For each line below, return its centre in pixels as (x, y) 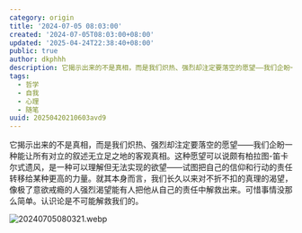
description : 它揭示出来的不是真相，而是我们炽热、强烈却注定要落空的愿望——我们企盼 (150, 68)
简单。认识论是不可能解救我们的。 (80, 201)
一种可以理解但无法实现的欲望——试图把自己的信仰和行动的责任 (174, 167)
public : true (34, 51)
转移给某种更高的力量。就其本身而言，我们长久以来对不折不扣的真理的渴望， (151, 179)
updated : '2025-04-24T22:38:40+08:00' (82, 43)
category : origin (42, 18)
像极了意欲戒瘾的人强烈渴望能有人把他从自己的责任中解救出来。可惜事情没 (147, 190)
